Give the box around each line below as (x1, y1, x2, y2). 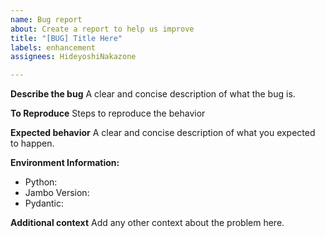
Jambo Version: (24, 187, 90, 199)
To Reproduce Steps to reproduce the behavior (10, 107, 206, 120)
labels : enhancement (10, 42, 97, 53)
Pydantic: (24, 197, 65, 210)
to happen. (10, 137, 55, 150)
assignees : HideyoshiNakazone (10, 52, 137, 62)
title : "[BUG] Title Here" (10, 33, 123, 43)
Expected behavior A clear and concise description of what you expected (10, 127, 316, 139)
